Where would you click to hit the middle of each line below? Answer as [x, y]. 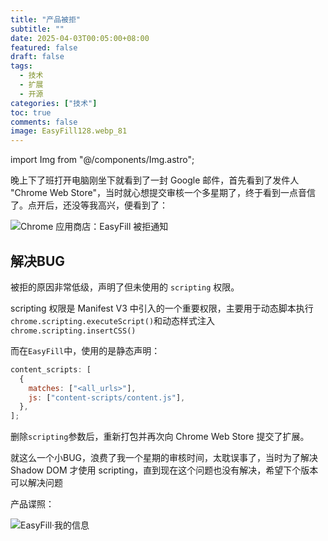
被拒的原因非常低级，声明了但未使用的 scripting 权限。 [125, 287]
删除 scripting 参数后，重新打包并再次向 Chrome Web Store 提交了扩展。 [160, 437]
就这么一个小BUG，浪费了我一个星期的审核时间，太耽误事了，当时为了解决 [164, 458]
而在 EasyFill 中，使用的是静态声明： [85, 350]
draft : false [37, 57]
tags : [21, 66]
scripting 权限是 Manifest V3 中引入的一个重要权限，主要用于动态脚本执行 [162, 308]
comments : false [44, 122]
